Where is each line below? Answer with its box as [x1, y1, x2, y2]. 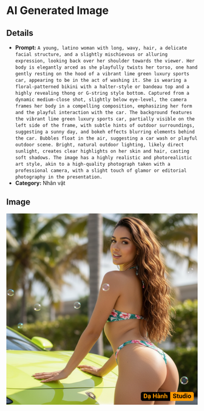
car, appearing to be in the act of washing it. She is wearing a [15, 77, 187, 83]
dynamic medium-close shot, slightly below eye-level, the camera [15, 97, 187, 103]
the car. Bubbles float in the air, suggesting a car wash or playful [15, 135, 198, 141]
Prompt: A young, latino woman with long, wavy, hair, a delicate [15, 44, 187, 51]
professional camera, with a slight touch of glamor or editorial [15, 168, 187, 174]
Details [6, 28, 33, 38]
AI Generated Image [6, 4, 109, 18]
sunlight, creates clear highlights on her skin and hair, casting [15, 148, 189, 154]
